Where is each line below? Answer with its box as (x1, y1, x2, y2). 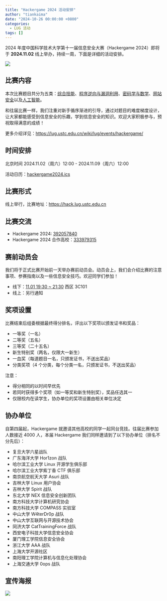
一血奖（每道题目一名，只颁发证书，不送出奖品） (12, 355, 113, 361)
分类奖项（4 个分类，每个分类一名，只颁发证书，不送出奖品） (12, 362, 139, 368)
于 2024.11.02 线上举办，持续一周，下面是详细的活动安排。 (5, 51, 127, 57)
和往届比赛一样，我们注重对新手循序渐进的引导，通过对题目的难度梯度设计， (5, 107, 162, 113)
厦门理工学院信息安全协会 (12, 536, 65, 542)
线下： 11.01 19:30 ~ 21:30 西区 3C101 (12, 284, 87, 290)
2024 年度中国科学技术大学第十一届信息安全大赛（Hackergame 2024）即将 (5, 45, 160, 50)
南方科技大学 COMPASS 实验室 (12, 504, 76, 511)
